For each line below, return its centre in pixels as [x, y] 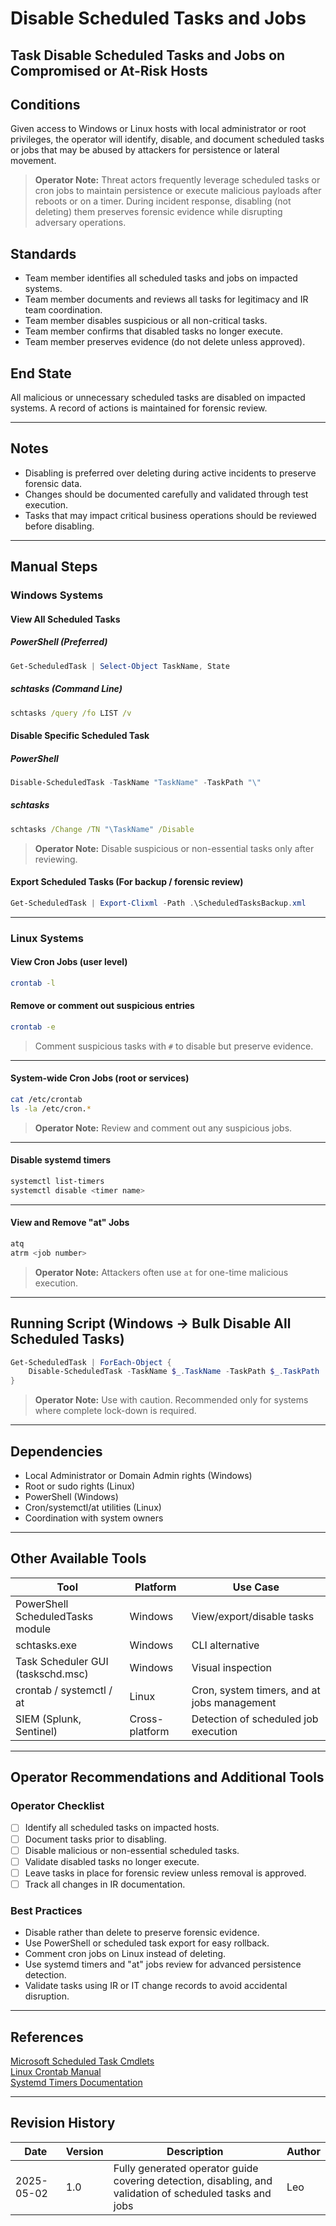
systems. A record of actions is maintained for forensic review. [139, 408]
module [33, 1629]
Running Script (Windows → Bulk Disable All [151, 1323]
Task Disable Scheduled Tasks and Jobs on [148, 55]
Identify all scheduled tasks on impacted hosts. [122, 1828]
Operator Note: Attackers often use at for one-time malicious [161, 1272]
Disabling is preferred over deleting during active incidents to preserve [170, 473]
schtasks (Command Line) [66, 689]
